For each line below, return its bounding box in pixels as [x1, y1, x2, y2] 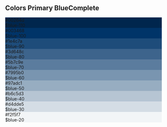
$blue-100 [5, 33, 26, 39]
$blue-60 [5, 75, 25, 81]
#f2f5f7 [5, 111, 21, 118]
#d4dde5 [5, 101, 24, 107]
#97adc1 [5, 80, 22, 86]
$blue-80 [5, 54, 25, 60]
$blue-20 [5, 117, 24, 123]
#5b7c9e [5, 59, 23, 65]
